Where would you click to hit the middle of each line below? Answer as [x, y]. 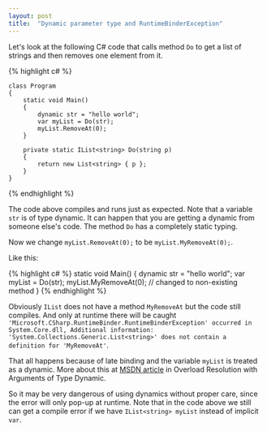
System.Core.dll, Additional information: [81, 330]
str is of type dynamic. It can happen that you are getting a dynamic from [132, 218]
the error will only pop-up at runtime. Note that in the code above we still [130, 402]
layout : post [30, 16]
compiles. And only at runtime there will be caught [93, 315]
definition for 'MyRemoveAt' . [59, 345]
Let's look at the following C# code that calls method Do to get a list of [125, 46]
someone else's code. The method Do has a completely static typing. [123, 226]
